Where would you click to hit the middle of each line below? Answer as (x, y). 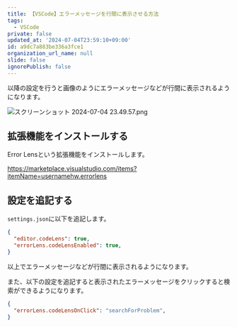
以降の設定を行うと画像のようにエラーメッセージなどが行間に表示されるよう (119, 88)
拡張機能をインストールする (68, 137)
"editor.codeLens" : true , (52, 239)
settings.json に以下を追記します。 (59, 219)
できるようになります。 (53, 290)
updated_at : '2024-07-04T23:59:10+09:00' (69, 40)
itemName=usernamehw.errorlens (57, 176)
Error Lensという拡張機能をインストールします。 (78, 155)
